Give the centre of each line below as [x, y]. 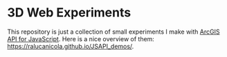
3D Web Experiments [69, 13]
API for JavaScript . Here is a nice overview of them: [81, 38]
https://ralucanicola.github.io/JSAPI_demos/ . [71, 46]
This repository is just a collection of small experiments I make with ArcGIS [113, 32]
